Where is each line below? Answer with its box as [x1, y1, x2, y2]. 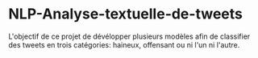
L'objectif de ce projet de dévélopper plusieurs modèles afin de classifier [8, 31, 251, 41]
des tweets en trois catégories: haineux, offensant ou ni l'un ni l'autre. [8, 39, 240, 49]
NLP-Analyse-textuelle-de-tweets [8, 5, 243, 23]
